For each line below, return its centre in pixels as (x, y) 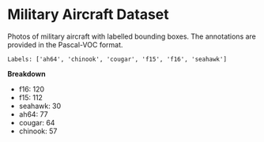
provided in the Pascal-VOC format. (65, 44)
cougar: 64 (37, 122)
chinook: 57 (38, 131)
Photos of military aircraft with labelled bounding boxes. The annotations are (132, 36)
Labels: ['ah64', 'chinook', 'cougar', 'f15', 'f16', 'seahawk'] (117, 59)
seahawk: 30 (40, 106)
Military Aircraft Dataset (88, 15)
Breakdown (26, 73)
